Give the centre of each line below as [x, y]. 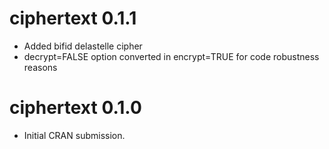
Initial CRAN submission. [74, 135]
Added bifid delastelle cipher [83, 46]
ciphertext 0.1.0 [75, 108]
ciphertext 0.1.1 [73, 18]
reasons [40, 67]
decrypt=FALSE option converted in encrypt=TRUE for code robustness [171, 56]
